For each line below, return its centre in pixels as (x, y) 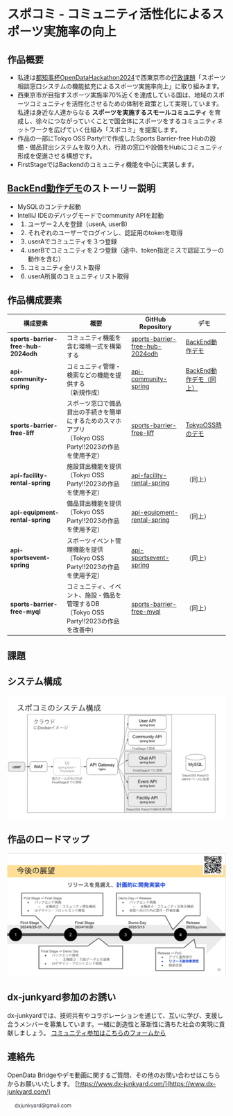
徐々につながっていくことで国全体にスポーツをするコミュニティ (126, 121)
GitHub (156, 319)
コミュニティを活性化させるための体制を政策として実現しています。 (126, 104)
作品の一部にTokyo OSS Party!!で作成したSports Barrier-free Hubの (113, 138)
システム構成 (35, 681)
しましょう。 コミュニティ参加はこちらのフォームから (89, 1033)
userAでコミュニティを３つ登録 (72, 241)
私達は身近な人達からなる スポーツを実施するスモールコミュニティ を (116, 112)
